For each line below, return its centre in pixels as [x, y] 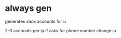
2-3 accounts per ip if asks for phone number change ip [61, 30]
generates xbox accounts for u [35, 21]
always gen [28, 8]
